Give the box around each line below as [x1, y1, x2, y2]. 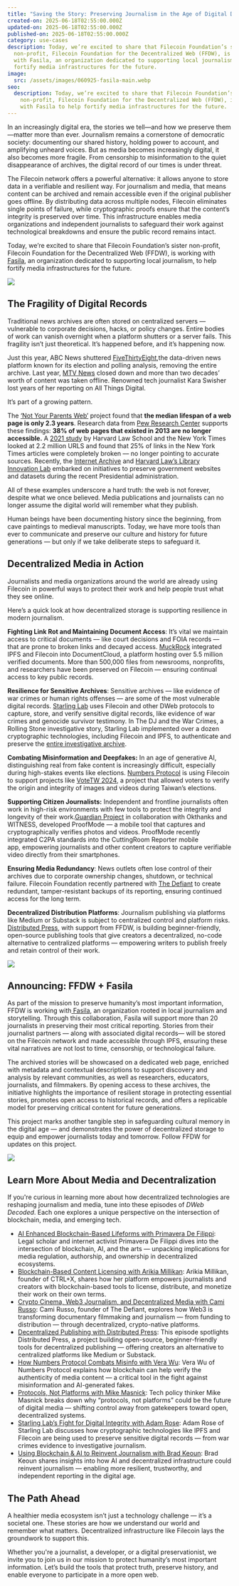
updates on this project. [7, 1140, 77, 1149]
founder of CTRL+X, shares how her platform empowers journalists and [17, 1275, 227, 1283]
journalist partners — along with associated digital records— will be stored [7, 1029, 226, 1037]
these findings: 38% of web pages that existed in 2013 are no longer [7, 426, 212, 435]
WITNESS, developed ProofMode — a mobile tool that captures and [7, 820, 206, 829]
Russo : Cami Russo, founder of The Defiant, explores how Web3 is [17, 1305, 213, 1314]
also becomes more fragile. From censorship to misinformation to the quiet [7, 152, 226, 161]
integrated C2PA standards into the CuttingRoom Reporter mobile [7, 835, 199, 844]
